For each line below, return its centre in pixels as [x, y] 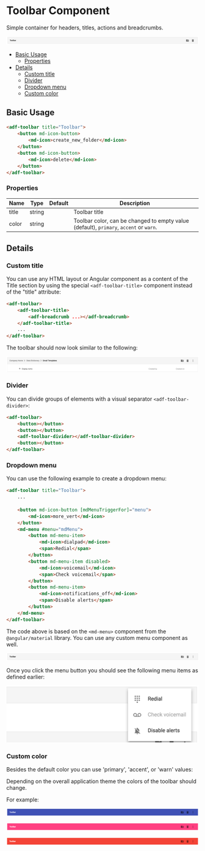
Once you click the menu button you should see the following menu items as [102, 670]
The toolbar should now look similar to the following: [72, 348]
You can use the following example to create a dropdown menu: [86, 478]
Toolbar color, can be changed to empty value [131, 220]
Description [135, 203]
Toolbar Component [58, 11]
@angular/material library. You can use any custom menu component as [97, 637]
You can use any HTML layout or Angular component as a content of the [97, 278]
